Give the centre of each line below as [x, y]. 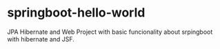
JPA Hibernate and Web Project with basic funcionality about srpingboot [110, 32]
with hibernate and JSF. [41, 39]
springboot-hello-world [76, 13]
